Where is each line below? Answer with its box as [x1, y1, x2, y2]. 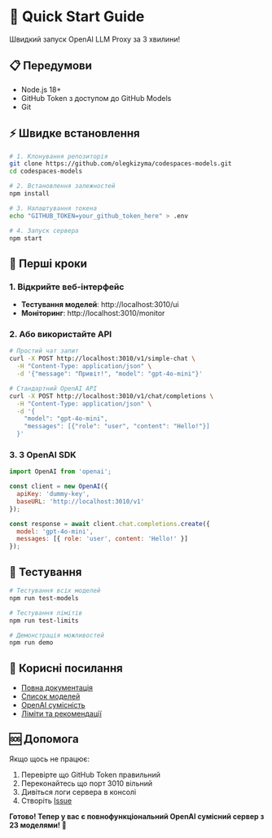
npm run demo [9, 638, 54, 647]
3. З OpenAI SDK [9, 449, 77, 460]
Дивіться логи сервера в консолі [20, 787, 137, 796]
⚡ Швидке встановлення [9, 126, 141, 141]
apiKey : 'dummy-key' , [16, 490, 90, 498]
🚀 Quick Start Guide [9, 7, 145, 26]
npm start [9, 234, 43, 243]
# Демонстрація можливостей [9, 631, 105, 639]
